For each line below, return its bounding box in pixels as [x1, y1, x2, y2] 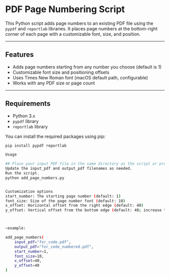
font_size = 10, [14, 254, 44, 259]
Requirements [5, 100, 51, 108]
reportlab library [12, 123, 48, 129]
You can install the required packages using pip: [5, 133, 106, 140]
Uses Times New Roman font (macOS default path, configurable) [12, 74, 148, 80]
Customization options [5, 189, 53, 194]
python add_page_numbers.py [5, 175, 65, 180]
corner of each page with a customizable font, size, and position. [5, 31, 141, 37]
